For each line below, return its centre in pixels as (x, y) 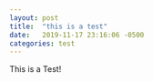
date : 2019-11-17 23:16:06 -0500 (77, 35)
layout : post (34, 18)
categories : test (42, 43)
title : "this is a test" (58, 26)
